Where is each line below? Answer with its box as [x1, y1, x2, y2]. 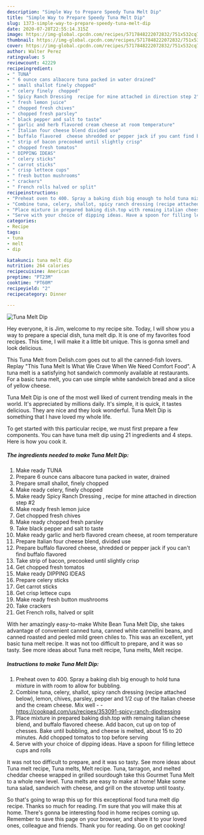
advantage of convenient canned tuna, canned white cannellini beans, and [7, 627, 193, 634]
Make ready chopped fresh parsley [15, 518, 104, 526]
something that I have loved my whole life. [7, 413, 112, 420]
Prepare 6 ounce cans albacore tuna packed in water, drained [15, 473, 170, 481]
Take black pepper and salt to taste [15, 525, 104, 532]
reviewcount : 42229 [7, 60, 56, 66]
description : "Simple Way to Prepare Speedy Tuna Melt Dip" [7, 9, 162, 15]
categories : [7, 218, 37, 224]
